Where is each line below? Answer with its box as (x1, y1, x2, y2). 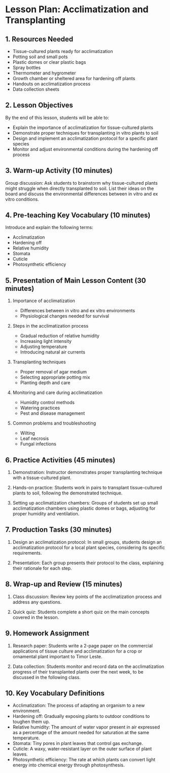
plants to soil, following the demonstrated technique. (12, 490, 123, 496)
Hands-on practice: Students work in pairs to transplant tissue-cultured (12, 485, 162, 491)
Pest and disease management (20, 410, 85, 416)
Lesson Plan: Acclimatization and (5, 4, 149, 15)
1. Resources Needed (5, 35, 74, 43)
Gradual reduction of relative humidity (20, 333, 100, 339)
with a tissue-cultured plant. (12, 475, 72, 481)
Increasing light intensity (20, 338, 72, 344)
